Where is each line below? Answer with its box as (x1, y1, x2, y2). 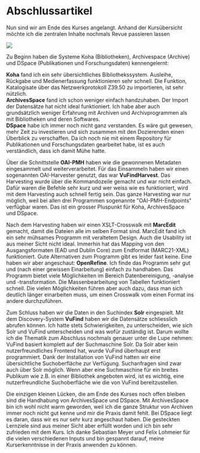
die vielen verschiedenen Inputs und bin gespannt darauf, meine (6, 434, 164, 442)
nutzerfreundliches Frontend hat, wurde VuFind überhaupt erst (6, 347, 161, 354)
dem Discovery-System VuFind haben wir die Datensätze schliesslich (6, 315, 178, 322)
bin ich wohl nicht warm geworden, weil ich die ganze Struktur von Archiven (6, 403, 193, 410)
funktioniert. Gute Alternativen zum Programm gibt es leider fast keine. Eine (6, 253, 192, 260)
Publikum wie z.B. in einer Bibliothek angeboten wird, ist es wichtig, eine (6, 372, 184, 379)
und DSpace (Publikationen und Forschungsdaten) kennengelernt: (6, 59, 169, 66)
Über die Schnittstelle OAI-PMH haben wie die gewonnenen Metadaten (6, 158, 182, 166)
